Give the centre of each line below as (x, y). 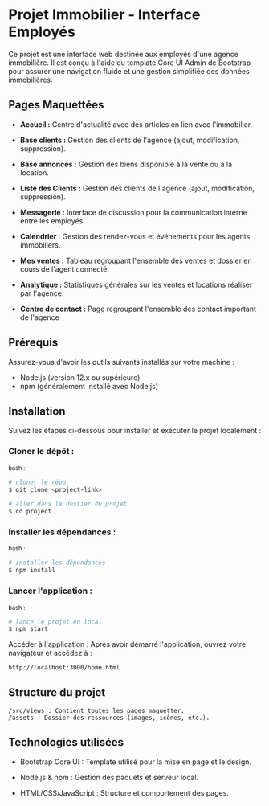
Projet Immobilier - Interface (104, 15)
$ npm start (28, 629)
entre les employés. (53, 221)
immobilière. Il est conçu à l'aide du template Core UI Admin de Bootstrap (130, 63)
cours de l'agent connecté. (65, 269)
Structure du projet (57, 692)
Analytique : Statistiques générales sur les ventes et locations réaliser (136, 284)
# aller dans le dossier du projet (68, 504)
